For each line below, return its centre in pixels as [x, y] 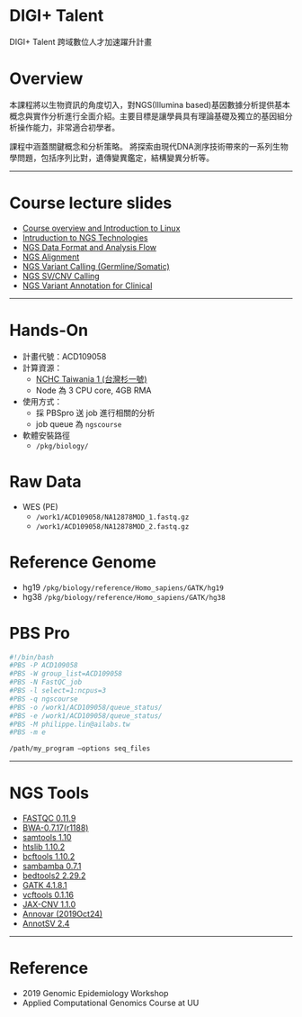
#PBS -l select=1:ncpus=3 [58, 691]
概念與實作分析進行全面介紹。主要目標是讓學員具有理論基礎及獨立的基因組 [147, 116]
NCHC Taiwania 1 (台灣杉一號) [91, 378]
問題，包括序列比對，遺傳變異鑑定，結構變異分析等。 [115, 158]
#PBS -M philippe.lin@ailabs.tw [70, 724]
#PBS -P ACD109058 [44, 666]
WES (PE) [40, 506]
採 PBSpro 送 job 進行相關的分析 [95, 413]
